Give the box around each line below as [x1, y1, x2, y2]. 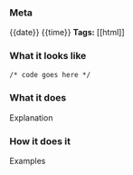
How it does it [9, 134, 71, 147]
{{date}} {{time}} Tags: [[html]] [9, 27, 125, 38]
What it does [9, 92, 67, 104]
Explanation [9, 112, 53, 123]
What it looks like [9, 50, 87, 63]
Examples [9, 156, 46, 167]
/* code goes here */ [9, 70, 91, 79]
